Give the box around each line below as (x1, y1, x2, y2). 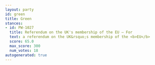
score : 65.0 (9, 39, 34, 44)
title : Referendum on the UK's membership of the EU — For (9, 30, 133, 35)
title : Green (5, 16, 32, 21)
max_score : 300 (9, 43, 41, 48)
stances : (5, 21, 23, 26)
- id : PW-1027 (5, 25, 34, 30)
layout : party (5, 7, 34, 12)
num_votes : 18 (9, 48, 38, 53)
